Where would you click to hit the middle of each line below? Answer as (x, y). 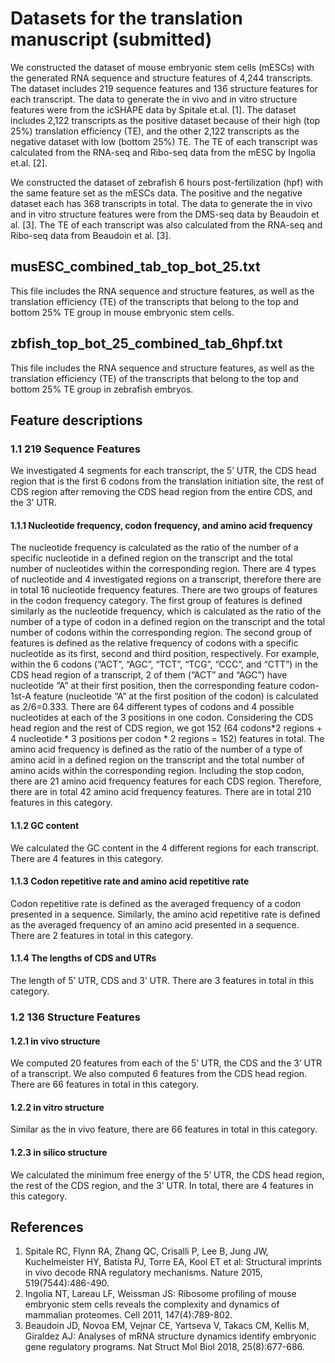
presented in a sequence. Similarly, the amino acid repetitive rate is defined (165, 914)
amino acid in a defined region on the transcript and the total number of (157, 760)
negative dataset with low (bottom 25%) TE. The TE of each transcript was (164, 141)
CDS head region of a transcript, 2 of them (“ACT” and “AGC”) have (149, 675)
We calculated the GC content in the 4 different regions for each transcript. (165, 848)
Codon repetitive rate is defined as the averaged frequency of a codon (156, 903)
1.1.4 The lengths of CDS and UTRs (83, 958)
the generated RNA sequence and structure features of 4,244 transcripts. (162, 78)
